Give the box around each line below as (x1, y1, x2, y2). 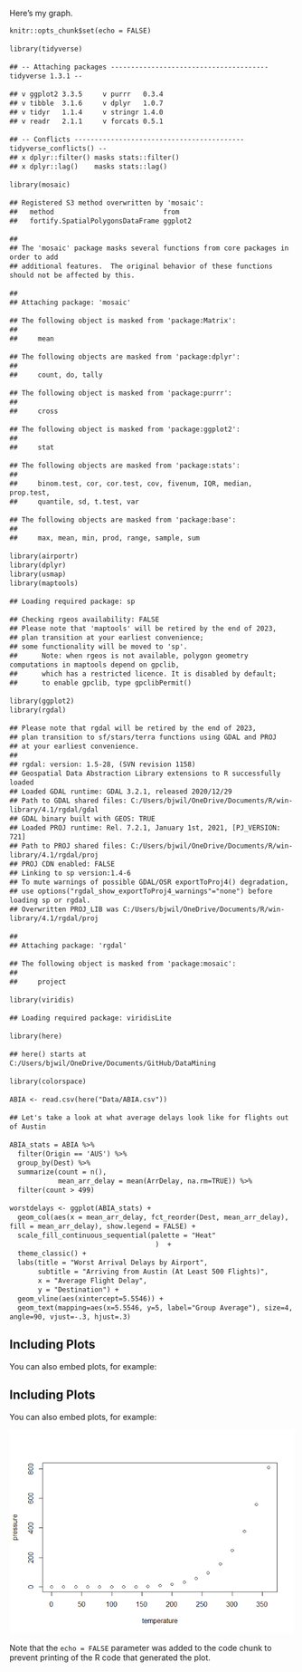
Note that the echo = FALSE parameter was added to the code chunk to (9, 1642, 272, 1653)
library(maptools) (9, 579, 79, 588)
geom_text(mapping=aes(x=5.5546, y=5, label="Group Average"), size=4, (17, 1303, 294, 1312)
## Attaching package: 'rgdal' (9, 941, 127, 950)
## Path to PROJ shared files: (9, 841, 127, 850)
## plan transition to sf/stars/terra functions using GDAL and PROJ (9, 733, 278, 742)
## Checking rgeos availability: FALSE (9, 615, 160, 624)
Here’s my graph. (9, 8, 73, 18)
